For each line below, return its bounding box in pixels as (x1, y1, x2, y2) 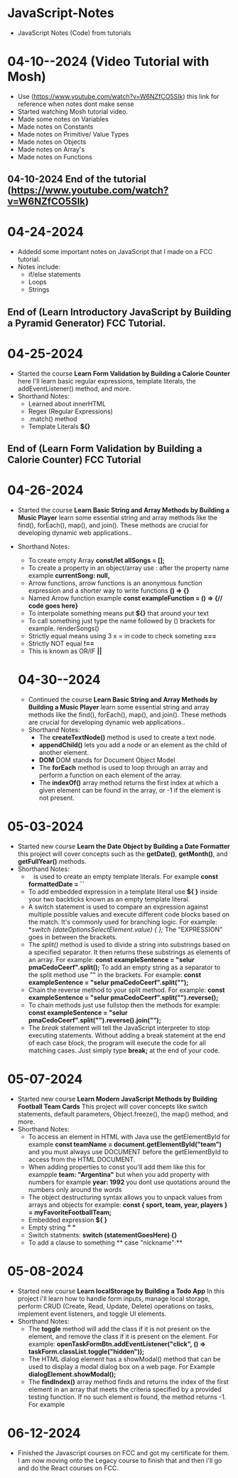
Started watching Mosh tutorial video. (17, 107, 128, 115)
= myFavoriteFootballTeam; (28, 1208, 112, 1216)
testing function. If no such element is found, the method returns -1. (28, 1393, 227, 1401)
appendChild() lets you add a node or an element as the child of (38, 740, 227, 749)
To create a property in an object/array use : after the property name (28, 564, 229, 572)
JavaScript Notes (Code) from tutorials (17, 28, 131, 37)
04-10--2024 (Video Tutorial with (7, 53, 210, 70)
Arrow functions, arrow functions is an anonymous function (28, 579, 202, 587)
